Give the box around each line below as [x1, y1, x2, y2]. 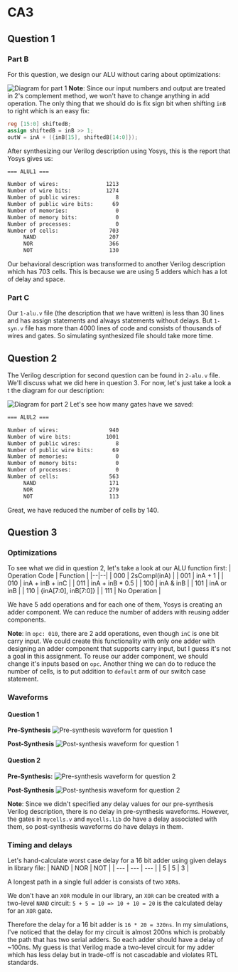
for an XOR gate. [7, 906, 53, 915]
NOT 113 [23, 493, 119, 500]
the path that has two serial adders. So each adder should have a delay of [7, 935, 224, 944]
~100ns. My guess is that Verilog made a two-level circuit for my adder [7, 943, 215, 951]
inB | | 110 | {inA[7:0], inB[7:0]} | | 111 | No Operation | [7, 587, 161, 595]
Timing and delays [7, 840, 72, 850]
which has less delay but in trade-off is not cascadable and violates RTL [7, 950, 218, 958]
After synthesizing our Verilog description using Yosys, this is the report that [7, 147, 231, 155]
